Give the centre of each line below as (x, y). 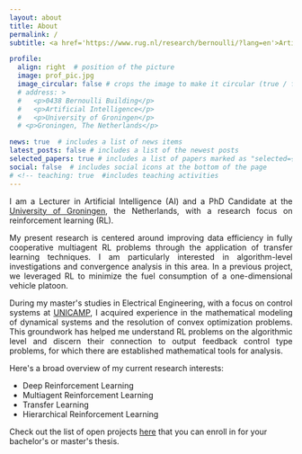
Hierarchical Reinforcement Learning (90, 414)
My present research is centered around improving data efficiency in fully (151, 237)
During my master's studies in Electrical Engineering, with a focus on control (151, 303)
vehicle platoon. (39, 285)
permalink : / (34, 34)
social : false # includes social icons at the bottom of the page (138, 167)
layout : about (36, 18)
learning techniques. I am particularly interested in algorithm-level (151, 256)
